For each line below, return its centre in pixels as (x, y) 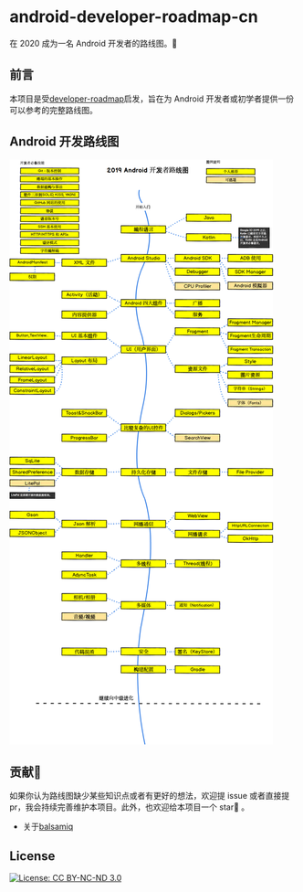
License (32, 856)
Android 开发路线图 (64, 142)
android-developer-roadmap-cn (134, 17)
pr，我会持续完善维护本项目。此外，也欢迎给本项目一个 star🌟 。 (130, 807)
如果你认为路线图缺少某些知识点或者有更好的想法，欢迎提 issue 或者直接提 (150, 796)
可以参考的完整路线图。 (53, 110)
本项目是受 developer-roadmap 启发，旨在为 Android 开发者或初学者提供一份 (152, 99)
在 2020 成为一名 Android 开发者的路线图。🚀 (94, 43)
